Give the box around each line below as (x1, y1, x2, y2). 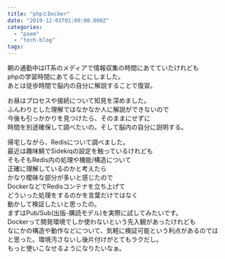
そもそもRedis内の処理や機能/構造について (7, 156, 131, 163)
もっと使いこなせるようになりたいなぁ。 (7, 244, 126, 252)
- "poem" (13, 30, 40, 38)
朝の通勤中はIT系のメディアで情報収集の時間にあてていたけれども (7, 64, 199, 71)
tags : (7, 43, 23, 50)
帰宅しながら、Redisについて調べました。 (7, 138, 129, 146)
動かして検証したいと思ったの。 (7, 200, 101, 208)
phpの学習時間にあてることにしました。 (7, 72, 125, 81)
